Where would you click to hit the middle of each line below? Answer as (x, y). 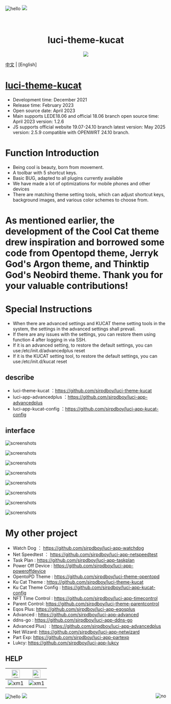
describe (20, 378)
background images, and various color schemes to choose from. (81, 200)
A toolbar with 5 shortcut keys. (45, 173)
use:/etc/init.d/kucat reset (40, 361)
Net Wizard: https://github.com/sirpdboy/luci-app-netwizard (76, 632)
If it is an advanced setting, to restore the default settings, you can (82, 345)
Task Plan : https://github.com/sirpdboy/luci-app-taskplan (74, 560)
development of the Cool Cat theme (82, 231)
